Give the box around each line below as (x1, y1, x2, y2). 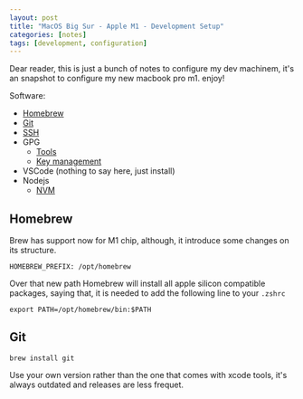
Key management (35, 156, 102, 167)
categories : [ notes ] (9, 30, 88, 39)
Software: (9, 90, 46, 101)
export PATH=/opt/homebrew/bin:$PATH (9, 305, 152, 315)
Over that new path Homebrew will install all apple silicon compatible (9, 278, 266, 290)
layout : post (9, 13, 59, 23)
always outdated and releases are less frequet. (9, 379, 184, 390)
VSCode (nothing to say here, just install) (22, 166, 175, 176)
